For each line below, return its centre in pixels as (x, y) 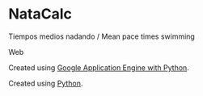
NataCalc (40, 14)
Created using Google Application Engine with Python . (99, 67)
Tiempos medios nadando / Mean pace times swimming (102, 36)
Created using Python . (46, 83)
